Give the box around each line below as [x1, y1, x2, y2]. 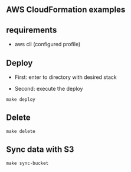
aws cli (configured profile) [14, 41, 81, 48]
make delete [6, 128, 35, 134]
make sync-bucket [6, 160, 49, 166]
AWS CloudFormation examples [6, 5, 126, 15]
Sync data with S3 [6, 145, 74, 155]
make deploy [6, 97, 35, 103]
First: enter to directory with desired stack [14, 74, 117, 81]
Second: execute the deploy [14, 85, 83, 93]
